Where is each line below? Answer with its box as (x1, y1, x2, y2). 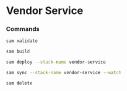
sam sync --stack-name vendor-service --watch (6, 70, 122, 76)
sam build (6, 48, 30, 55)
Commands (6, 25, 40, 33)
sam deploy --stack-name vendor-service (6, 60, 107, 65)
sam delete (6, 80, 33, 86)
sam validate (6, 38, 38, 44)
